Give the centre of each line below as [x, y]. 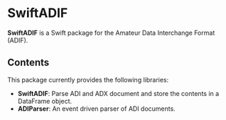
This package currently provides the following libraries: [88, 80]
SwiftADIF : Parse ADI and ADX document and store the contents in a [118, 93]
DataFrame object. [45, 101]
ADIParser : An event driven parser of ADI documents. [96, 109]
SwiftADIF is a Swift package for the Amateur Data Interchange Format [111, 33]
